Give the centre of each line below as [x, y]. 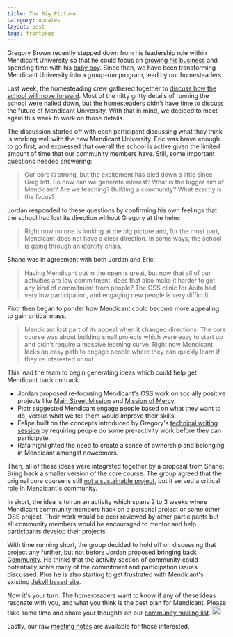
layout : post [26, 26]
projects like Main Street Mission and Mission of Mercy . [96, 401]
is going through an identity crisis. [73, 246]
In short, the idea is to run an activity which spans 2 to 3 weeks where [107, 502]
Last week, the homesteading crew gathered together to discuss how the [112, 88]
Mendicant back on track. [44, 380]
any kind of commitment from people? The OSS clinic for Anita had [120, 288]
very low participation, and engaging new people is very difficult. [117, 295]
